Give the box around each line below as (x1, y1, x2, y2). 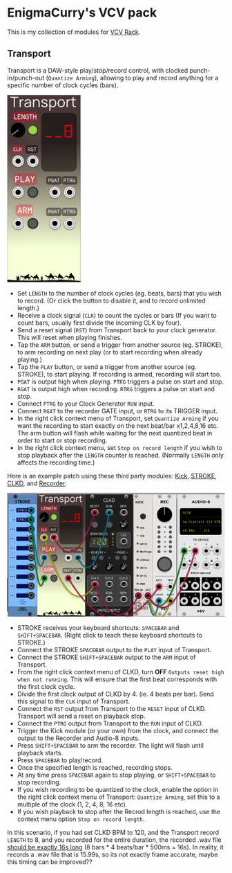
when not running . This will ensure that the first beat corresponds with (17, 675, 217, 683)
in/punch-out (7, 73, 45, 82)
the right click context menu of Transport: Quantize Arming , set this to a (17, 793, 220, 801)
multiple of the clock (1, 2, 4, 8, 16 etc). (17, 800, 128, 808)
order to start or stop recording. (17, 436, 108, 444)
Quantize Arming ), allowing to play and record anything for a (48, 73, 219, 82)
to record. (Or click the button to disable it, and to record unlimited (17, 296, 206, 305)
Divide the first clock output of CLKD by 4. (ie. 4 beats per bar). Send (17, 690, 214, 698)
